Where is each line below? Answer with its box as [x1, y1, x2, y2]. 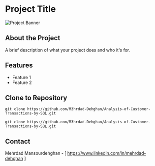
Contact [5, 137, 31, 145]
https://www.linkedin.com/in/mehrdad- [67, 150, 146, 156]
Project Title [5, 3, 56, 15]
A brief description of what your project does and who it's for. [5, 47, 130, 53]
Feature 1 [12, 74, 31, 80]
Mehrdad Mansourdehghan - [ [5, 150, 66, 156]
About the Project [5, 34, 61, 42]
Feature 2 [12, 80, 32, 85]
